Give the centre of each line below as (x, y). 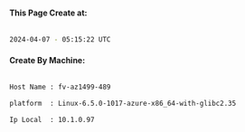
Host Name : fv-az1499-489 (60, 87)
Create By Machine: (47, 60)
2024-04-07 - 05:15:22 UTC (60, 40)
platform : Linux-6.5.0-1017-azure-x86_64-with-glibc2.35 (123, 104)
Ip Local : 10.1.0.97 (52, 120)
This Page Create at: (48, 13)
